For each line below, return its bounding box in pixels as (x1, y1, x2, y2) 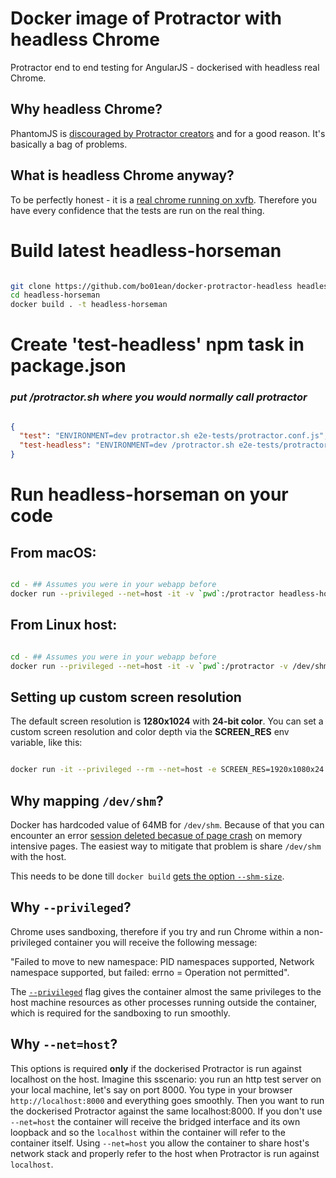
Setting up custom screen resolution (10, 688, 242, 706)
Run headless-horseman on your (10, 483, 289, 506)
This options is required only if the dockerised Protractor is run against (10, 1062, 302, 1074)
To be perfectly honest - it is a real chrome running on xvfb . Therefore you (10, 193, 317, 206)
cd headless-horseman (10, 290, 101, 301)
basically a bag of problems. (10, 138, 128, 150)
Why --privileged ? (10, 899, 132, 916)
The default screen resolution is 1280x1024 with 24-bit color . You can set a (10, 715, 324, 727)
